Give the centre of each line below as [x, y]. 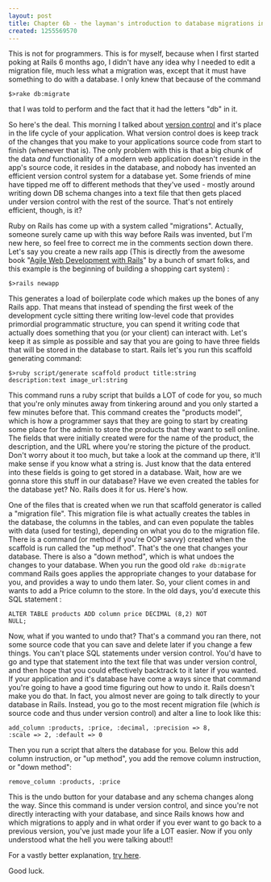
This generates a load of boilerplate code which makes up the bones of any [134, 298]
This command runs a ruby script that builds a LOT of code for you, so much [135, 395]
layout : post [30, 16]
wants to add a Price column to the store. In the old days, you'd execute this [134, 591]
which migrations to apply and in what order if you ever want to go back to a [135, 822]
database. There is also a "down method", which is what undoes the [121, 556]
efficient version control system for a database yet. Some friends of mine [130, 176]
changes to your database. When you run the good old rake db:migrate [127, 565]
